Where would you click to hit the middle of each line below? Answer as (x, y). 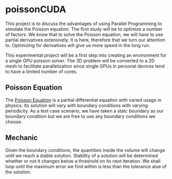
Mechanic (21, 138)
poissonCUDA (36, 9)
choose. (14, 122)
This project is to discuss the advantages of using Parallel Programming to (84, 24)
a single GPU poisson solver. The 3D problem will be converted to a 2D (80, 60)
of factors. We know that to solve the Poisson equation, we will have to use (84, 34)
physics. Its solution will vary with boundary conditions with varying (77, 105)
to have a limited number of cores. (41, 71)
